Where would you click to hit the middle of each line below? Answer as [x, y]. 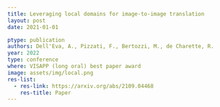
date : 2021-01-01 [33, 27]
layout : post [27, 21]
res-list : [22, 79]
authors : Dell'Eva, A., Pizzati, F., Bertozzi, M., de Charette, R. [111, 47]
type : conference [33, 60]
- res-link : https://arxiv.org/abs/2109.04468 [84, 86]
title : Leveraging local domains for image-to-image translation [106, 14]
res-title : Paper [46, 93]
